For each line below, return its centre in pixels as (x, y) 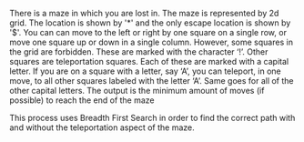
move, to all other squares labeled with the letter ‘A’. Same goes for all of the (152, 81)
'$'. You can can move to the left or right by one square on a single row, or (148, 32)
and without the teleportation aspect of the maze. (102, 127)
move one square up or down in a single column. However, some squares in (152, 42)
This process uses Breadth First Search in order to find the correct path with (152, 118)
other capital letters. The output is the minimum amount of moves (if (137, 91)
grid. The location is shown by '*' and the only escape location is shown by (150, 23)
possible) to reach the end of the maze (82, 100)
